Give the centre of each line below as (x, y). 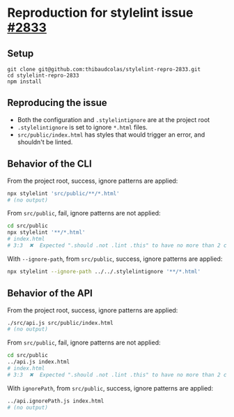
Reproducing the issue (57, 103)
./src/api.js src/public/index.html (60, 323)
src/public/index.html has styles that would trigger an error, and (111, 135)
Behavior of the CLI (49, 164)
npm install (24, 82)
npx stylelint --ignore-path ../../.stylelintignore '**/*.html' (104, 271)
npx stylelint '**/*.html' (46, 233)
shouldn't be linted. (45, 142)
